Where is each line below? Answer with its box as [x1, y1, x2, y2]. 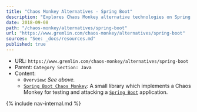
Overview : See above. [23, 76, 75, 83]
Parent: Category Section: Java [14, 63, 92, 70]
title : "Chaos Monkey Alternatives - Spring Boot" [6, 8, 133, 15]
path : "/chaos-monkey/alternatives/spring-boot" [6, 25, 128, 31]
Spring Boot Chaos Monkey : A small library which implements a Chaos [23, 82, 191, 89]
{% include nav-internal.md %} [6, 100, 81, 107]
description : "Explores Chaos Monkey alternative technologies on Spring [6, 14, 191, 20]
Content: [14, 70, 36, 77]
